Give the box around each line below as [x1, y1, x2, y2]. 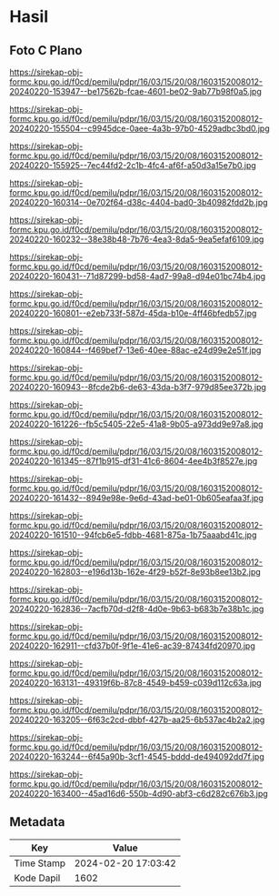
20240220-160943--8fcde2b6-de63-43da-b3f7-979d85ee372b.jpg [9, 382, 266, 392]
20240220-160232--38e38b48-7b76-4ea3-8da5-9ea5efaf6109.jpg [9, 234, 264, 245]
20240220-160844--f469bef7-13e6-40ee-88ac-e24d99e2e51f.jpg [9, 345, 262, 356]
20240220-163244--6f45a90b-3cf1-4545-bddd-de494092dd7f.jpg [9, 751, 265, 761]
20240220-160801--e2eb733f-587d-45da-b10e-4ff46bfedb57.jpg [9, 307, 257, 318]
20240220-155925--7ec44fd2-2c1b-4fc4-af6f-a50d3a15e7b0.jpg [9, 160, 256, 170]
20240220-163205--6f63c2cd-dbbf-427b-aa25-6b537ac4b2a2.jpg [9, 714, 265, 725]
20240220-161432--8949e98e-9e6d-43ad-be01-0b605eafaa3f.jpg [9, 493, 264, 503]
